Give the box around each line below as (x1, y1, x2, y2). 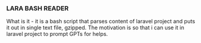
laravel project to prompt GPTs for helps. (6, 30, 108, 38)
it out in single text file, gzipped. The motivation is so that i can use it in (6, 24, 185, 31)
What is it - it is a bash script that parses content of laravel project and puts (6, 18, 196, 25)
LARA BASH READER (6, 4, 69, 13)
